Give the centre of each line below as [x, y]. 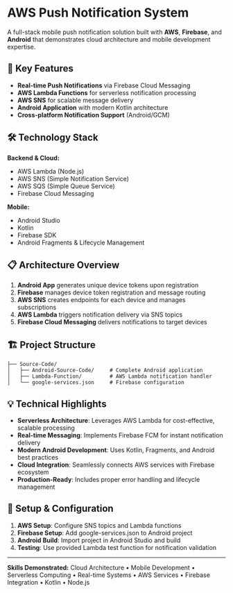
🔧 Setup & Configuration [60, 509]
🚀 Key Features [41, 68]
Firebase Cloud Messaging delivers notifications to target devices [112, 322]
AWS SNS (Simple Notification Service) [73, 178]
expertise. [21, 47]
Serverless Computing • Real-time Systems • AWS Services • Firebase [109, 575]
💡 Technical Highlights [57, 404]
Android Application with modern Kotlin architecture [93, 107]
